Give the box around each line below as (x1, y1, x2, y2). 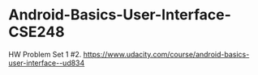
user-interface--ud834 (8, 58, 85, 68)
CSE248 (8, 23, 65, 41)
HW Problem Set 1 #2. (8, 49, 82, 59)
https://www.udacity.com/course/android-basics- (83, 49, 250, 59)
